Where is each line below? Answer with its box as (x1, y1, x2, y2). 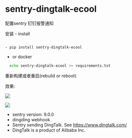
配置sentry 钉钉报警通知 (5, 20, 54, 26)
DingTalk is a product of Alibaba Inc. (12, 127, 86, 133)
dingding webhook (12, 116, 51, 122)
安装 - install (5, 30, 30, 36)
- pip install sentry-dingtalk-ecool (5, 45, 82, 50)
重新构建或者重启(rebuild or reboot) (5, 73, 77, 79)
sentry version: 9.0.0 (12, 111, 54, 117)
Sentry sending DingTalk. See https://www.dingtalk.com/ (12, 122, 127, 128)
